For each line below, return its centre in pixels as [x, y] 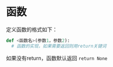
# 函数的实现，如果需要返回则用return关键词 [59, 46]
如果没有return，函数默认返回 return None [57, 58]
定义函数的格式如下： [32, 29]
